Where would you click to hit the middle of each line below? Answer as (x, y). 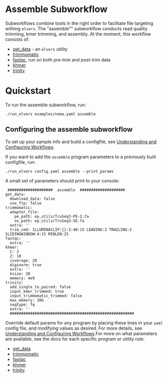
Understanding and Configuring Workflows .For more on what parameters (81, 333)
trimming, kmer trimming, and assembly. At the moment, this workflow (78, 34)
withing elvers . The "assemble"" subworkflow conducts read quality (76, 28)
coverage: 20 (23, 261)
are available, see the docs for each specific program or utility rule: (75, 339)
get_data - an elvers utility (40, 49)
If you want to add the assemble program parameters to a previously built (81, 157)
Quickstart (28, 91)
